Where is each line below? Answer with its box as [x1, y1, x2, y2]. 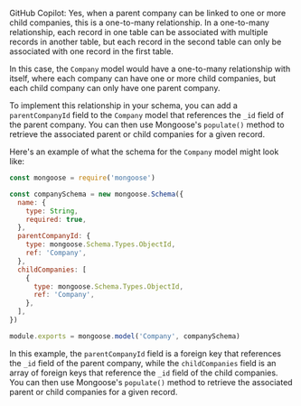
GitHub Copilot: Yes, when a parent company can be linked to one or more [9, 8, 287, 18]
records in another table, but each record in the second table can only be [9, 36, 282, 47]
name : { [17, 198, 47, 207]
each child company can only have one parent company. [9, 83, 221, 93]
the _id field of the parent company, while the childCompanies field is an [9, 357, 277, 368]
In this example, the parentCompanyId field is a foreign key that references [9, 347, 282, 359]
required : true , [25, 215, 88, 224]
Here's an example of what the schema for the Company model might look [9, 146, 279, 157]
